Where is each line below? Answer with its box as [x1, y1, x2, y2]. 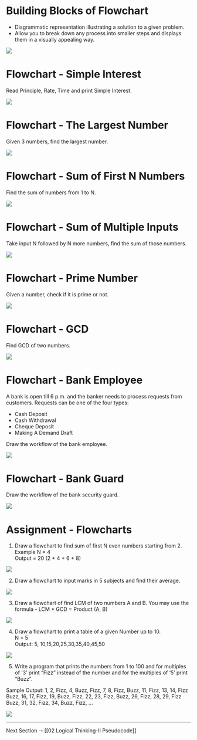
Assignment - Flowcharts [6, 523, 133, 536]
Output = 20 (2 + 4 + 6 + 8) [14, 555, 81, 562]
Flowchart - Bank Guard [6, 472, 124, 485]
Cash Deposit [14, 410, 48, 417]
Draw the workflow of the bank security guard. [6, 491, 119, 498]
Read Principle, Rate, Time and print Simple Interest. [6, 87, 132, 94]
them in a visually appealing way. [14, 36, 95, 43]
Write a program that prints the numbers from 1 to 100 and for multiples [14, 663, 186, 670]
